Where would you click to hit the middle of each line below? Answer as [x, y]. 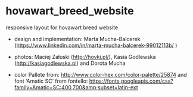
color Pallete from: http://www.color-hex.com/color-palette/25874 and [100, 74]
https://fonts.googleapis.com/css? [131, 81]
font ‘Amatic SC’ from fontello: [51, 81]
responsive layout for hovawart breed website [62, 27]
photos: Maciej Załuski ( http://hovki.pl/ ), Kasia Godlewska [85, 57]
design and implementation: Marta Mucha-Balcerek [77, 39]
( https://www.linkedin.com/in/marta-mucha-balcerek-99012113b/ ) [96, 45]
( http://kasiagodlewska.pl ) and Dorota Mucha [70, 63]
